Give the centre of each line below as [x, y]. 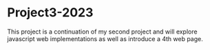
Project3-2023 [50, 13]
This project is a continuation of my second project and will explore [102, 32]
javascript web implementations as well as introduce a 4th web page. [105, 38]
